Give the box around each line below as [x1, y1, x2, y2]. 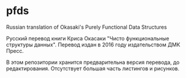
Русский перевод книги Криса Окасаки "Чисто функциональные [6, 35, 169, 42]
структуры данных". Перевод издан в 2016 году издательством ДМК [6, 41, 181, 48]
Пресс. [6, 47, 24, 54]
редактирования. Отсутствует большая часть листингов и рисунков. [6, 65, 180, 72]
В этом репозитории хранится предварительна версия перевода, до [6, 59, 180, 66]
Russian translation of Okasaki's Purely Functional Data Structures [6, 23, 167, 30]
